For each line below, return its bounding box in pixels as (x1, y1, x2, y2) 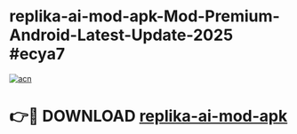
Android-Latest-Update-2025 (9, 25, 234, 45)
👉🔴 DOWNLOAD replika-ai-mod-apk (9, 106, 288, 126)
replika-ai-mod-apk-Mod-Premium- (9, 6, 280, 27)
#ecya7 (9, 44, 65, 64)
